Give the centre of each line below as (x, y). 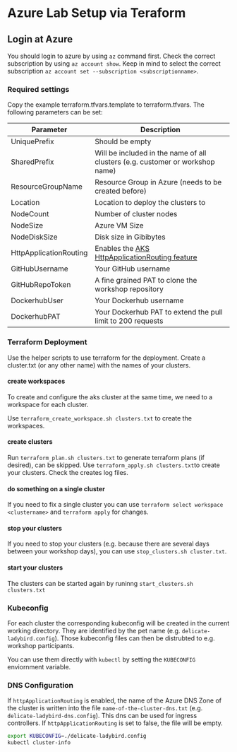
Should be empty (123, 141)
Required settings (38, 89)
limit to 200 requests (129, 321)
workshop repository (129, 289)
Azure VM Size (119, 225)
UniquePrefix (32, 141)
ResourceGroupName (47, 187)
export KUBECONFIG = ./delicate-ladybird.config (77, 736)
